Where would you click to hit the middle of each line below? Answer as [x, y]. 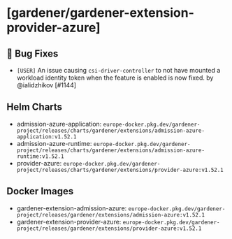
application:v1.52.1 [46, 137]
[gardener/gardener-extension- [101, 13]
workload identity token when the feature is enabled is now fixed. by [115, 78]
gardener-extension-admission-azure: [72, 208]
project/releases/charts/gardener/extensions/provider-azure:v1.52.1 [120, 170]
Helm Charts [35, 107]
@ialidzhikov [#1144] [46, 85]
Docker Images [40, 191]
